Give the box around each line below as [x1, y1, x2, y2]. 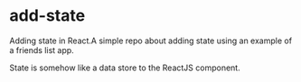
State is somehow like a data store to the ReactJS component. [9, 62, 241, 73]
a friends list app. [9, 44, 74, 55]
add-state [9, 5, 86, 26]
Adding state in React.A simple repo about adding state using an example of [9, 35, 292, 46]
